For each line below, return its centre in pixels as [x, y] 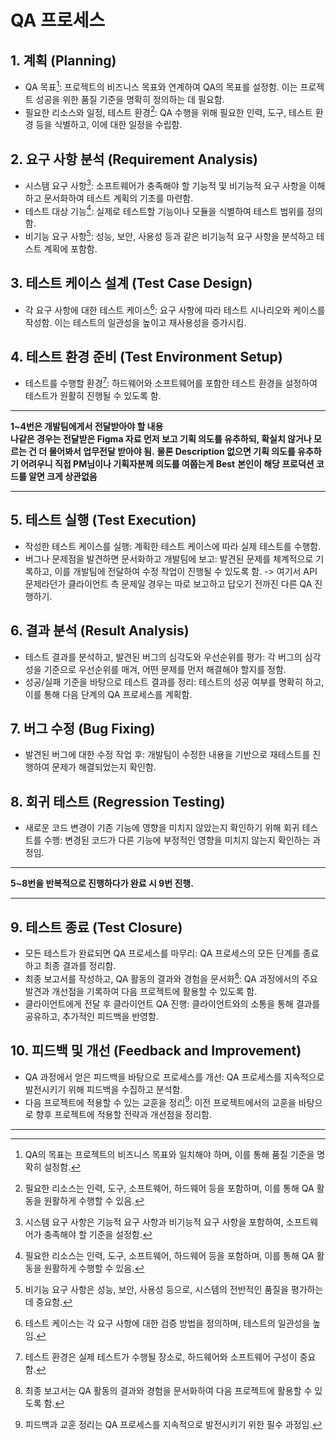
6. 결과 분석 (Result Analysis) [100, 631]
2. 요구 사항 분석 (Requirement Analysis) [134, 159]
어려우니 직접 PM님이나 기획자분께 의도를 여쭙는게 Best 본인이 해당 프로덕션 [167, 464]
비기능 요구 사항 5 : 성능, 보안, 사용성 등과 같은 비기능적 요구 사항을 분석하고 [169, 236]
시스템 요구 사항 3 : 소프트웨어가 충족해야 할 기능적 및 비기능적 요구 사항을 [165, 184]
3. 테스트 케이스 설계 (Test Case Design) [131, 283]
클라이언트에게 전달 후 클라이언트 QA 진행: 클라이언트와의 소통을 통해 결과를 [172, 1003]
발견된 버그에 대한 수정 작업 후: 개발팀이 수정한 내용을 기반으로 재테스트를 [167, 755]
